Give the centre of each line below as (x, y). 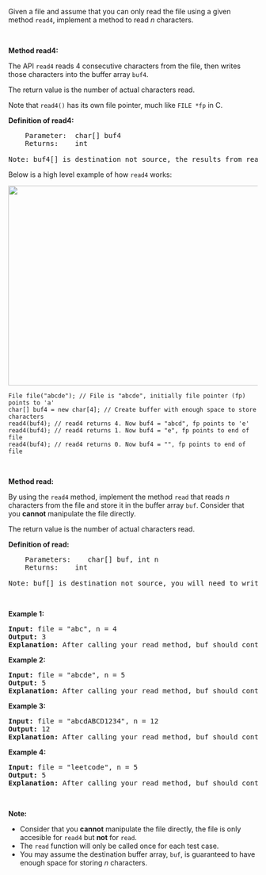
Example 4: (27, 752)
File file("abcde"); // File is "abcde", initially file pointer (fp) (127, 396)
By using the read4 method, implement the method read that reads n (119, 497)
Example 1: (27, 614)
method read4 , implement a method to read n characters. (101, 20)
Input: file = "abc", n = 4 (63, 629)
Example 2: (27, 660)
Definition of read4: (41, 121)
